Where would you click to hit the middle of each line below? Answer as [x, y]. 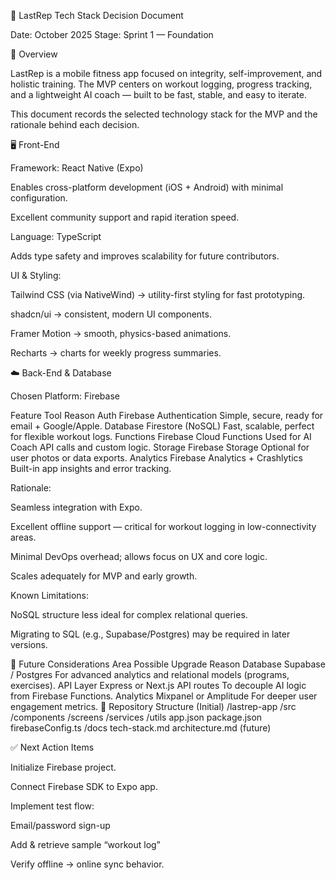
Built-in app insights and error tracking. [91, 468]
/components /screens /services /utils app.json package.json [136, 717]
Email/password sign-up [60, 825]
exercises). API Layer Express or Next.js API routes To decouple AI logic [158, 685]
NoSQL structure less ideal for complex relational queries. [129, 614]
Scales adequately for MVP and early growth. [104, 576]
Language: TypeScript [56, 236]
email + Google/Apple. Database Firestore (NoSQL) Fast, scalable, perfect [162, 426]
